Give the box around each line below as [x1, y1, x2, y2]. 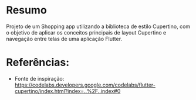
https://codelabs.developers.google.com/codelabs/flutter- [14, 81, 156, 88]
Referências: [6, 56, 70, 69]
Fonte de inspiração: [14, 75, 65, 82]
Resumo [6, 4, 47, 17]
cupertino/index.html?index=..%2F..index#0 [14, 87, 121, 94]
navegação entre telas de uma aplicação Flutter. [6, 35, 122, 42]
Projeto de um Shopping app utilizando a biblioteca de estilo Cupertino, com [6, 23, 191, 30]
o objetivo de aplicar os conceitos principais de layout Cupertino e [6, 29, 167, 36]
